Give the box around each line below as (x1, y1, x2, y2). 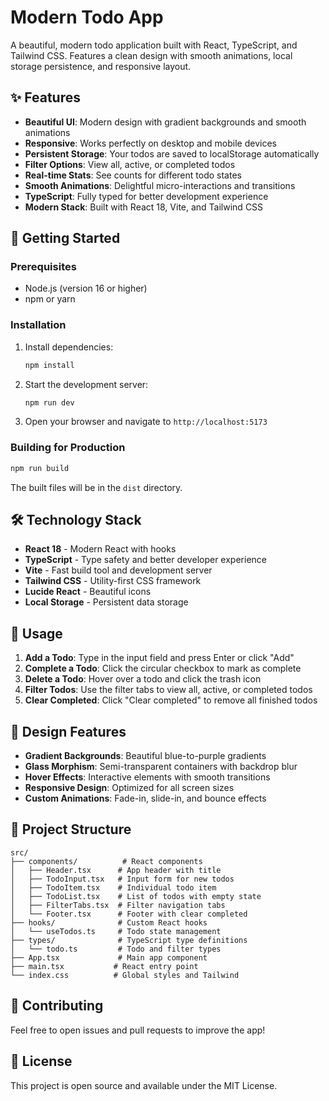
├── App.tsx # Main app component (10, 952, 208, 963)
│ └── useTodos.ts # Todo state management (10, 926, 222, 936)
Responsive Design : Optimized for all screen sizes (24, 782, 235, 794)
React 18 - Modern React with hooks (24, 543, 177, 555)
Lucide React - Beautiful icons (24, 586, 152, 598)
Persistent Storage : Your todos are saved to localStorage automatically (24, 147, 320, 160)
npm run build (10, 463, 70, 473)
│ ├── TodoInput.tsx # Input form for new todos (10, 874, 235, 884)
